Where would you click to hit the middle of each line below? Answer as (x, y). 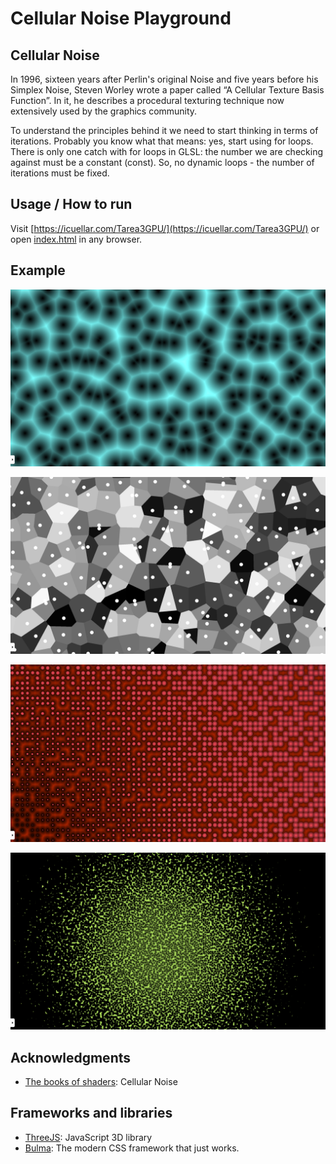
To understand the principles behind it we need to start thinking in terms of (164, 130)
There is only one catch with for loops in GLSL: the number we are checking (166, 151)
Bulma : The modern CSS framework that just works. (132, 1148)
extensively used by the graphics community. (104, 111)
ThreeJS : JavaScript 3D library (88, 1137)
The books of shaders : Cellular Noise (101, 1081)
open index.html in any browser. (76, 239)
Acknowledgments (71, 1057)
